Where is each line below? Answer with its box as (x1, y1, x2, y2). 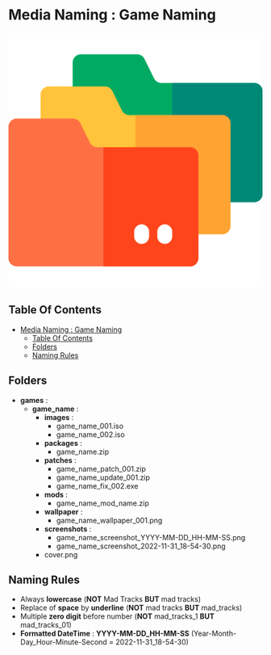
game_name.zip (56, 447, 110, 456)
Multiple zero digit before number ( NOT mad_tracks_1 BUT (19, 611, 215, 621)
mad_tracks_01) (19, 620, 73, 630)
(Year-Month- (190, 628, 236, 639)
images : (44, 412, 74, 422)
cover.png (44, 549, 78, 559)
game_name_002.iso (56, 430, 125, 439)
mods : (44, 489, 69, 499)
